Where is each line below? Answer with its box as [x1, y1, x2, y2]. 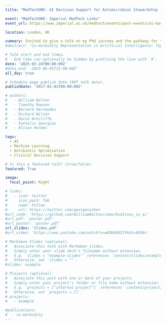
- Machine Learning [9, 144, 50, 149]
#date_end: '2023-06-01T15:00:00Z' [5, 66, 79, 71]
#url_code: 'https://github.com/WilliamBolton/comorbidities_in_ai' [5, 212, 149, 217]
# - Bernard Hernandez [5, 107, 56, 112]
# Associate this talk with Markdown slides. [5, 244, 105, 249]
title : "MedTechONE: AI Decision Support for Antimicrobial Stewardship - [5, 7, 163, 12]
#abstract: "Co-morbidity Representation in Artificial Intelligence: [5, 43, 154, 49]
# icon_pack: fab [5, 198, 50, 203]
